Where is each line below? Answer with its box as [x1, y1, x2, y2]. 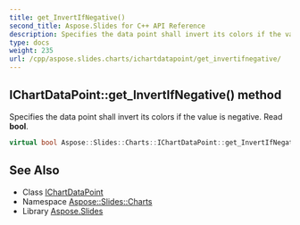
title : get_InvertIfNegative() [9, 12, 126, 22]
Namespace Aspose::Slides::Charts [21, 196, 153, 206]
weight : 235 [9, 46, 54, 55]
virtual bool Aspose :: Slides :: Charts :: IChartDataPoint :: [9, 137, 226, 147]
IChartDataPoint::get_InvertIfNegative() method [9, 87, 282, 103]
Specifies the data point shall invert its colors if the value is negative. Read [9, 111, 283, 121]
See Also [9, 162, 60, 179]
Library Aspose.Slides [21, 205, 104, 216]
